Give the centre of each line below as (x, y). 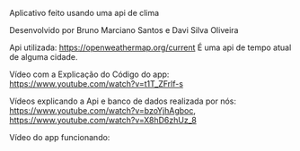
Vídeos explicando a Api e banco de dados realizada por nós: (123, 101)
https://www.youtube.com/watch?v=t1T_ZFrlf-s (97, 84)
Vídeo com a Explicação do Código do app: (89, 74)
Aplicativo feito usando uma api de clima (84, 13)
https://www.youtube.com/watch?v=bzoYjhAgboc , (102, 110)
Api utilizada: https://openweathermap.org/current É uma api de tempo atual (150, 47)
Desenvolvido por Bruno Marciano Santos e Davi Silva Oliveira (124, 30)
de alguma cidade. (44, 57)
